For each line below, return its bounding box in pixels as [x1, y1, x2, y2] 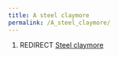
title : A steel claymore [8, 11, 90, 20]
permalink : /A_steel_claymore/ [8, 19, 111, 27]
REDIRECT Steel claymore [19, 40, 104, 49]
